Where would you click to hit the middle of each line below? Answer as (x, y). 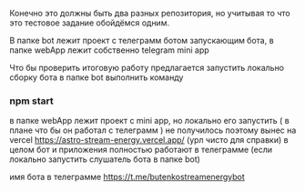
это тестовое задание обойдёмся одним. (90, 23)
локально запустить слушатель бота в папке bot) (105, 159)
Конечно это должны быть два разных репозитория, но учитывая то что (150, 13)
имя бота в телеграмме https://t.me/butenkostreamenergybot (127, 177)
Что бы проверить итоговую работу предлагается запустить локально (147, 68)
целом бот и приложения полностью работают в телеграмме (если (141, 150)
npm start (32, 101)
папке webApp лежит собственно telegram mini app (109, 50)
